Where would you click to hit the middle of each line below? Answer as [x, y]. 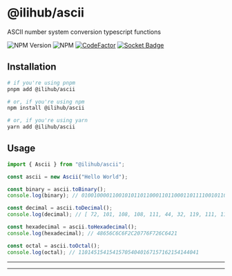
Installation [32, 67]
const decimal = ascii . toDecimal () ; [60, 208]
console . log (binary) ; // [43, 196]
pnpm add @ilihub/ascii [41, 89]
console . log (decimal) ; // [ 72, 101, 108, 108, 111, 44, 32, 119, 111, [112, 215]
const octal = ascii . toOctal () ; [54, 246]
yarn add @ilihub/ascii [41, 127]
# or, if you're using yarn [48, 121]
